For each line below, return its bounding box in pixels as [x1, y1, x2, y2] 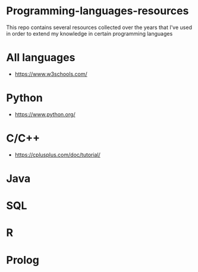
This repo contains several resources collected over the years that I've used [6, 24, 192, 31]
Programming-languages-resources [6, 4, 189, 18]
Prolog [6, 253, 40, 267]
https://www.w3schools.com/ [14, 70, 87, 78]
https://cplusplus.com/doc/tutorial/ [14, 151, 101, 158]
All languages [6, 51, 76, 65]
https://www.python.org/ [14, 111, 76, 118]
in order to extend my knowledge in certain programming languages [6, 30, 173, 37]
